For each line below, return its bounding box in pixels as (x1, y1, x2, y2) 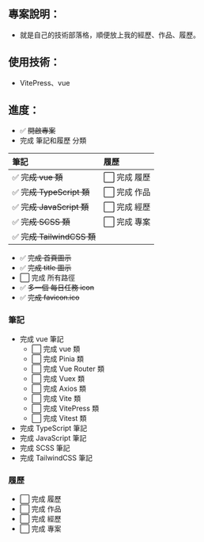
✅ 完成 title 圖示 (19, 263, 72, 273)
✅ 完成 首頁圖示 (19, 253, 72, 263)
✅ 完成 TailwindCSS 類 (12, 231, 96, 242)
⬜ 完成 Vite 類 (31, 393, 81, 403)
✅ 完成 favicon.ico (19, 292, 80, 303)
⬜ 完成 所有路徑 (19, 273, 76, 283)
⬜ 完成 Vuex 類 (31, 373, 85, 383)
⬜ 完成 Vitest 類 (31, 413, 87, 422)
